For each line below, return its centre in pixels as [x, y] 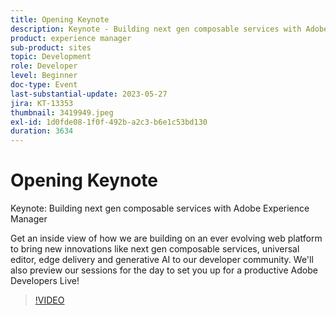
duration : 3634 [42, 131]
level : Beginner [44, 76]
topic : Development [51, 57]
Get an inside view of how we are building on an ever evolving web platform [166, 238]
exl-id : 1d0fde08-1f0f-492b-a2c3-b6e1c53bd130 [109, 122]
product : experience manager [71, 38]
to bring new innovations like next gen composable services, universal [155, 249]
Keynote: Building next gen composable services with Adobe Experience [160, 208]
